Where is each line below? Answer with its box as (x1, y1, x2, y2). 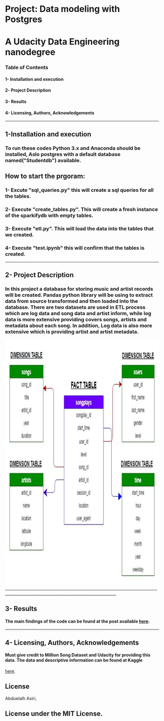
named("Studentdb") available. (5, 157, 82, 163)
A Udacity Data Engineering (5, 36, 120, 47)
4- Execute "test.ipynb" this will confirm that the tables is (5, 244, 145, 251)
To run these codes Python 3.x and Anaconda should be (5, 144, 141, 151)
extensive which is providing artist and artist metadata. (5, 328, 139, 335)
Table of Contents (5, 64, 49, 71)
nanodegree (5, 47, 56, 58)
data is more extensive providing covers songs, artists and (5, 316, 147, 323)
